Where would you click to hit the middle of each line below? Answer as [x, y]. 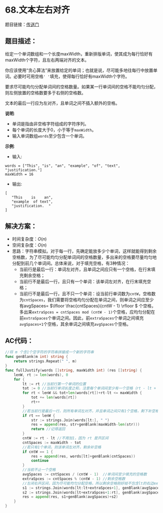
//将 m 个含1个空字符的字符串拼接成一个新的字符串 [49, 352]
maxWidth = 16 [19, 174]
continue [40, 461]
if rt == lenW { [39, 416]
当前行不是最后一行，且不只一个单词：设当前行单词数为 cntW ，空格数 [88, 293]
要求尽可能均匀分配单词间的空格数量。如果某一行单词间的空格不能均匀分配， [81, 87]
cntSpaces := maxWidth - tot [52, 442]
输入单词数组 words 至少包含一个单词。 [49, 136]
